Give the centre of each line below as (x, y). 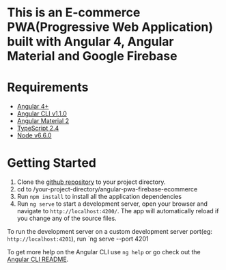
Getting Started (52, 163)
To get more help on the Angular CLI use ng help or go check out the (104, 252)
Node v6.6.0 (34, 135)
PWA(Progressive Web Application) (110, 27)
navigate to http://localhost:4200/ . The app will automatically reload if (118, 211)
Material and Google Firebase (92, 56)
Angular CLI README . (38, 259)
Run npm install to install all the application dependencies (99, 197)
